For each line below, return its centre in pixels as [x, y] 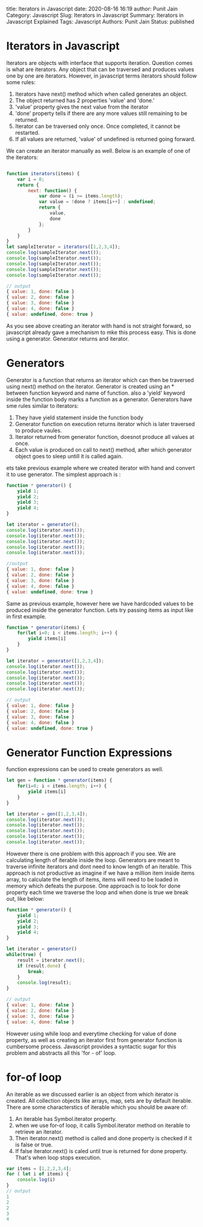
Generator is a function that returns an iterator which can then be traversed [100, 380]
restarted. [27, 132]
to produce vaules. [38, 430]
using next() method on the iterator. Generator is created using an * [90, 386]
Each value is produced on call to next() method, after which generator [103, 450]
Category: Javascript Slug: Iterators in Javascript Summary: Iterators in [95, 15]
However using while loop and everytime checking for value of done [92, 1034]
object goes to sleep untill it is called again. [69, 456]
